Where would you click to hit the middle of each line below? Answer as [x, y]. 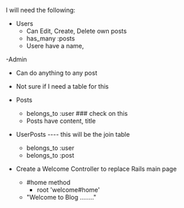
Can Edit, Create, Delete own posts [77, 31]
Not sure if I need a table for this [62, 86]
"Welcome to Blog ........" [61, 197]
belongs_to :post [50, 155]
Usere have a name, [55, 46]
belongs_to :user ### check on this [77, 113]
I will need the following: [41, 10]
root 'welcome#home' [68, 190]
